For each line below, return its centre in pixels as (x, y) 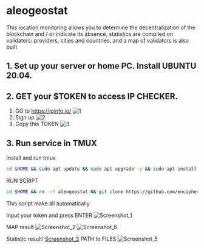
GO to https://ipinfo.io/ (43, 111)
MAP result (20, 227)
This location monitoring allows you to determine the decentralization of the (101, 27)
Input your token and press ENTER (49, 215)
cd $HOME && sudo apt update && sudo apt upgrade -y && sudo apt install (102, 169)
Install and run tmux (31, 158)
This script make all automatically (48, 203)
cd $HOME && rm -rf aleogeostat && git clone (65, 192)
